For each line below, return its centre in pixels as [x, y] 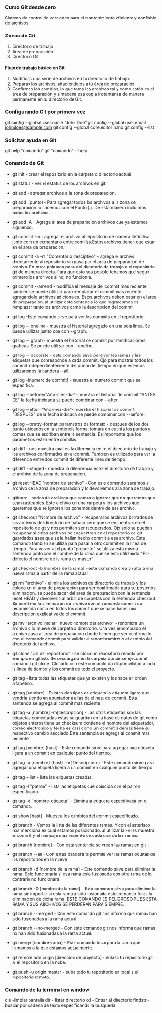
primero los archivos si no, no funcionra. [52, 277]
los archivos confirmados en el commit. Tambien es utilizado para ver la [84, 454]
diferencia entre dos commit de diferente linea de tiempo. [69, 459]
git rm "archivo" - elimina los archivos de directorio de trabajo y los [79, 583]
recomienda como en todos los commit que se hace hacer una [74, 608]
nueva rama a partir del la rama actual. [50, 573]
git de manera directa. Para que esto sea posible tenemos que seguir [81, 272]
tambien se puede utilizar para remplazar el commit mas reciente [77, 291]
